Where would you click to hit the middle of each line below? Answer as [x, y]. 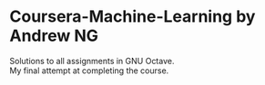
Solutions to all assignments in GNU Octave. [92, 61]
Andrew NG [54, 36]
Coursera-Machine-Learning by [132, 17]
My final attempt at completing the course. [89, 71]
